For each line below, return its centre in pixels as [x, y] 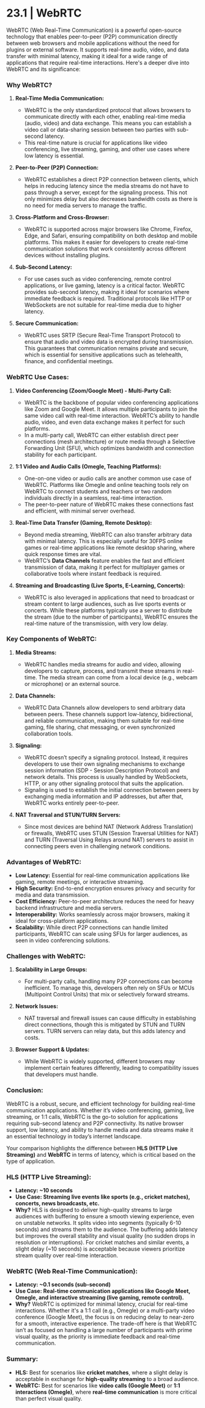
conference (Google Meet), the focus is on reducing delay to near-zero [105, 1317]
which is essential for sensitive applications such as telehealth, [103, 355]
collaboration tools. [49, 733]
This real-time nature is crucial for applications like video [96, 143]
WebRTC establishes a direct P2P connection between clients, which [111, 179]
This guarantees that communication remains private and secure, [106, 348]
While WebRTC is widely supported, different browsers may [100, 1061]
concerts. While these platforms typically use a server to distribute [108, 610]
